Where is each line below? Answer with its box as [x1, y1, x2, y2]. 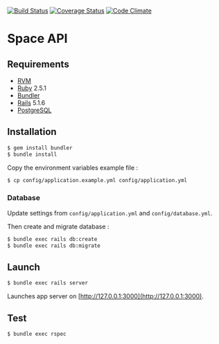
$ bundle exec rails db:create [7, 235, 98, 242]
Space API [7, 31, 68, 46]
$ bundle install [7, 151, 58, 158]
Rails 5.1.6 [17, 99, 46, 107]
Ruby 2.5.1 [17, 84, 47, 92]
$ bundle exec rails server [7, 280, 89, 287]
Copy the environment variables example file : [7, 163, 139, 172]
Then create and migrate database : [7, 222, 109, 230]
